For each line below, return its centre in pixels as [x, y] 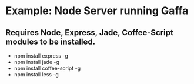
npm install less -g [36, 74]
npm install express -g [41, 56]
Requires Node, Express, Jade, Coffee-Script [90, 33]
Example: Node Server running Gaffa [97, 11]
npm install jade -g [37, 62]
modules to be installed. [51, 41]
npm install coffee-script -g [47, 68]
